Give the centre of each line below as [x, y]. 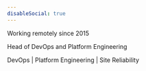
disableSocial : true [37, 13]
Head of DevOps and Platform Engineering [67, 46]
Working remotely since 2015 [48, 33]
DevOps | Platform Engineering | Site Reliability [73, 60]
